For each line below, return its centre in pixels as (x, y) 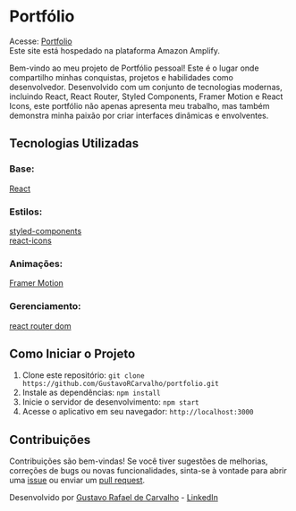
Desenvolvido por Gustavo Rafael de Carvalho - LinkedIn (114, 498)
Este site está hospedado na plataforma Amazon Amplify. (115, 50)
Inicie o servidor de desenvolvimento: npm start (110, 402)
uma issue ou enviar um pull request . (77, 481)
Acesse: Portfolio (41, 41)
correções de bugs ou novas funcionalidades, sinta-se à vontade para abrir (148, 471)
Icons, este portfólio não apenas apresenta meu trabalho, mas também (140, 105)
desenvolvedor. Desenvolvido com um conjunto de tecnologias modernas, (146, 87)
